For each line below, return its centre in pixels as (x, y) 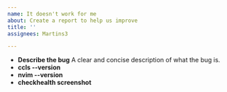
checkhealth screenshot (55, 83)
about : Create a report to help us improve (73, 21)
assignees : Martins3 (38, 34)
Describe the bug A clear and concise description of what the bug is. (119, 60)
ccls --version (39, 67)
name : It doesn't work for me (52, 14)
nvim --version (40, 75)
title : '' (22, 27)
